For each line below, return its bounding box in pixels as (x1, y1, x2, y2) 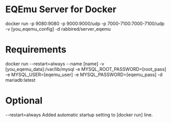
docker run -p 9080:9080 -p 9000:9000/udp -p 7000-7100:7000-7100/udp (5, 20, 165, 27)
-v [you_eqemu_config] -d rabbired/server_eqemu (5, 26, 111, 32)
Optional (5, 95, 42, 107)
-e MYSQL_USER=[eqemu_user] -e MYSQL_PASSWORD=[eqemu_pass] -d (5, 71, 163, 78)
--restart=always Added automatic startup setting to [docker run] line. (5, 111, 153, 118)
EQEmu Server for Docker (5, 4, 117, 15)
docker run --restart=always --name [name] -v (5, 60, 104, 67)
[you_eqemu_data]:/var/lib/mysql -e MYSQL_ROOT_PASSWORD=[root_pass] (5, 66, 166, 72)
